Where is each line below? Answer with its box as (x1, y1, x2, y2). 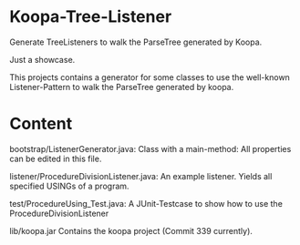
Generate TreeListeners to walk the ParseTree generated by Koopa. (9, 36, 263, 47)
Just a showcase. (9, 54, 76, 65)
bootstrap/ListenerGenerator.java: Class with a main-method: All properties (9, 143, 292, 154)
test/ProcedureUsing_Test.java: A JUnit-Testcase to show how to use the (9, 198, 283, 209)
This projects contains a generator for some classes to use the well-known (9, 71, 290, 83)
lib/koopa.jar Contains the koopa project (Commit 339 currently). (9, 225, 253, 236)
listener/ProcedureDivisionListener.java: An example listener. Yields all (9, 170, 273, 181)
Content (9, 114, 73, 134)
